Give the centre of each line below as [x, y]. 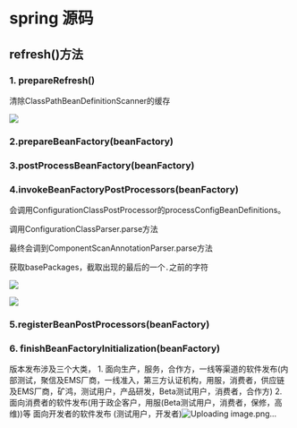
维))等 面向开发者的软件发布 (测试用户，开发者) [96, 414]
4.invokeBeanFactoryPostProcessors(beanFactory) [124, 189]
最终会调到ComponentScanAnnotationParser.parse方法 [111, 248]
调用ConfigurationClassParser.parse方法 [84, 229]
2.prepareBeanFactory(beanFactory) [92, 141]
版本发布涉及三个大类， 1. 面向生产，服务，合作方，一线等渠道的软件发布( [145, 369]
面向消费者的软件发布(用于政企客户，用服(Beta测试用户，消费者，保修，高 [146, 403]
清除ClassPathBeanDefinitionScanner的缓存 [90, 100]
